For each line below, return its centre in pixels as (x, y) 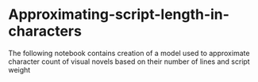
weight (19, 69)
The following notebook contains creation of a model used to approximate (129, 53)
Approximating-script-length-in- (119, 15)
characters (45, 31)
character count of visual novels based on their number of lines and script (129, 61)
